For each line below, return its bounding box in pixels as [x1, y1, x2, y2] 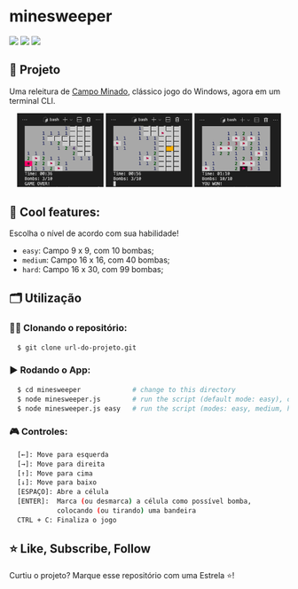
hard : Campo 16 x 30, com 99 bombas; [21, 264, 164, 274]
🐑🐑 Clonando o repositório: [9, 322, 128, 334]
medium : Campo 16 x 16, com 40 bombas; [21, 255, 170, 265]
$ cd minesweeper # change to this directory [17, 385, 237, 394]
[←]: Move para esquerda [17, 450, 109, 459]
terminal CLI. [9, 95, 56, 106]
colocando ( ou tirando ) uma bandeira [56, 507, 197, 515]
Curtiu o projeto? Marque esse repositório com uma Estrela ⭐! [9, 569, 235, 580]
